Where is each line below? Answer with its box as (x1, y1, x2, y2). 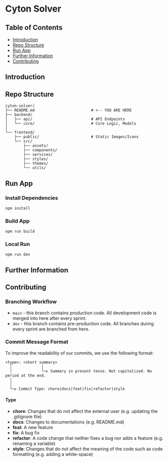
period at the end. (5, 373, 46, 378)
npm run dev (5, 252, 30, 257)
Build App (5, 217, 30, 224)
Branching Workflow (5, 298, 57, 305)
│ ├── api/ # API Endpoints (5, 117, 125, 122)
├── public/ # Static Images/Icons (14, 135, 139, 140)
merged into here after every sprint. (12, 315, 87, 321)
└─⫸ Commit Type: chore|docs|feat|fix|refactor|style (10, 386, 125, 391)
